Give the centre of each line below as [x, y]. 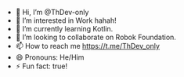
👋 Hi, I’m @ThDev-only [52, 12]
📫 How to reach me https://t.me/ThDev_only [88, 46]
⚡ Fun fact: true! [41, 66]
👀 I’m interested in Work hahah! [66, 20]
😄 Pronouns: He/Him [50, 57]
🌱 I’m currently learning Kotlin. [64, 29]
